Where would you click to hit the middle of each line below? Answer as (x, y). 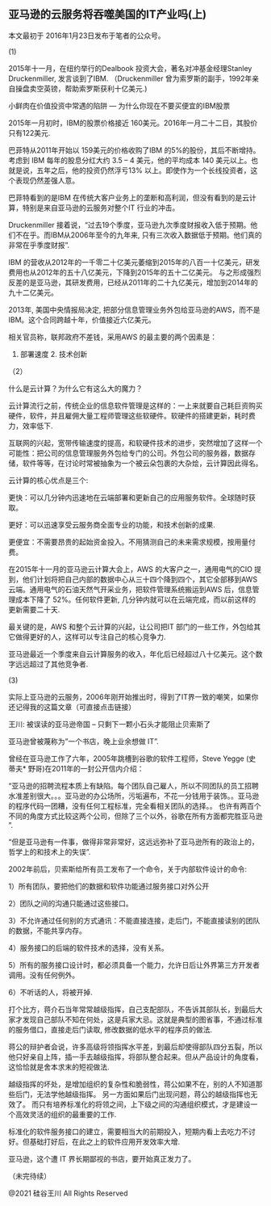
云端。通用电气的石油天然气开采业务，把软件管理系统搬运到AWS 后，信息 (130, 589)
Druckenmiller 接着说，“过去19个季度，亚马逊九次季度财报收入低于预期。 (129, 225)
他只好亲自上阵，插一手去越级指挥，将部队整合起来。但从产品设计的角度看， (135, 1057)
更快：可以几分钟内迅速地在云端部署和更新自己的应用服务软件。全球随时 (128, 497)
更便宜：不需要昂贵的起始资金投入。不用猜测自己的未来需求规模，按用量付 (132, 542)
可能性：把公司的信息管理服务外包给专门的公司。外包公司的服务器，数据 (128, 453)
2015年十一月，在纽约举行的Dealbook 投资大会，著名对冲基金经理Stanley (130, 68)
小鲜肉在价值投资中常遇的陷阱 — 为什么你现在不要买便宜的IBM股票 (119, 105)
